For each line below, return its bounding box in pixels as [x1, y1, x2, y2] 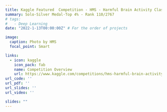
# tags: [5, 16, 21, 21]
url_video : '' [5, 90, 35, 95]
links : [5, 53, 19, 58]
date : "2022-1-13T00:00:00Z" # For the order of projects [5, 26, 128, 31]
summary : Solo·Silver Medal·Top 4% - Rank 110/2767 [5, 12, 114, 17]
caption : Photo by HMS [9, 39, 57, 45]
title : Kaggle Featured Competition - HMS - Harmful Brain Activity [5, 7, 153, 12]
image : [5, 35, 19, 40]
